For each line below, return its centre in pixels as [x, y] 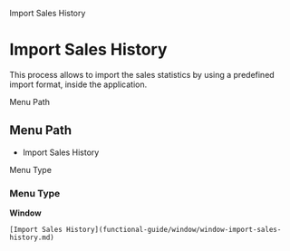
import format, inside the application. [78, 84]
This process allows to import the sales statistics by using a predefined [142, 74]
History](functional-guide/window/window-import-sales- [174, 230]
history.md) [32, 238]
